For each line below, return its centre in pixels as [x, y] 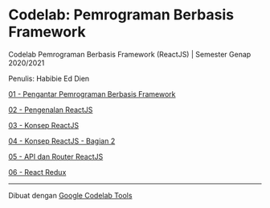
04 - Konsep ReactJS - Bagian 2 [62, 141]
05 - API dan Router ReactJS [56, 156]
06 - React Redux [37, 172]
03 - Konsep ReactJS [43, 125]
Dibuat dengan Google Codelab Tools [70, 195]
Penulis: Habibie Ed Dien [49, 78]
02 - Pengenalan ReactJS [51, 110]
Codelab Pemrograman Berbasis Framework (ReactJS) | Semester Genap [130, 54]
